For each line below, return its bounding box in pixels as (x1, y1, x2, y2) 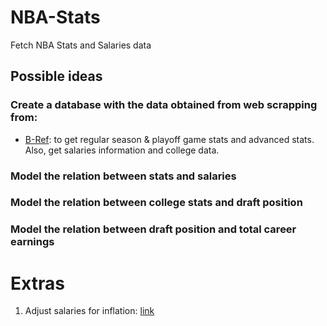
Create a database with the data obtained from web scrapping (10, 98, 318, 112)
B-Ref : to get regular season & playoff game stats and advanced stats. (24, 133, 315, 145)
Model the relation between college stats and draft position (10, 196, 303, 210)
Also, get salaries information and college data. (24, 144, 220, 156)
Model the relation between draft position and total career (10, 222, 297, 236)
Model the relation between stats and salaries (10, 169, 237, 183)
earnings (10, 235, 55, 249)
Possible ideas (10, 68, 103, 85)
